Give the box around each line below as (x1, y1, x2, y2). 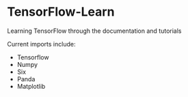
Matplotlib (16, 82, 46, 90)
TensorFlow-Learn (7, 4, 115, 20)
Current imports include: (7, 40, 76, 48)
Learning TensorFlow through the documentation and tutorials (7, 27, 182, 35)
